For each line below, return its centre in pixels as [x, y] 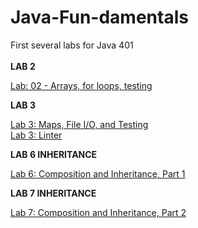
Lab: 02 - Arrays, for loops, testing [81, 85]
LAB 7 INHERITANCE [53, 193]
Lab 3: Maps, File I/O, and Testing [79, 124]
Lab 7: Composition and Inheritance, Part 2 [98, 212]
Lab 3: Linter [36, 135]
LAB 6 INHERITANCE [54, 154]
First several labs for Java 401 [72, 45]
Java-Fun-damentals [99, 17]
